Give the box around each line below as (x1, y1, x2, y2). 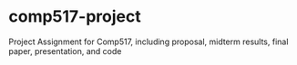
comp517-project (8, 6, 142, 27)
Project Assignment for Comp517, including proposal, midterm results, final (8, 36, 289, 47)
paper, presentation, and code (8, 45, 122, 56)
